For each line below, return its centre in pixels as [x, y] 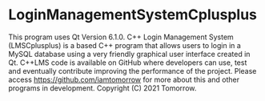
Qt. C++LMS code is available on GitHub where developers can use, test [128, 63]
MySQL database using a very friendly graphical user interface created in [129, 54]
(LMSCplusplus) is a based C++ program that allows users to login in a [125, 45]
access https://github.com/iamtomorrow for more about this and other [124, 79]
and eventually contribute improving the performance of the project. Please [132, 71]
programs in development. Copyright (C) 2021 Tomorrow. [102, 88]
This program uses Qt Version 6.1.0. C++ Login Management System [121, 37]
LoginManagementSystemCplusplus [133, 15]
